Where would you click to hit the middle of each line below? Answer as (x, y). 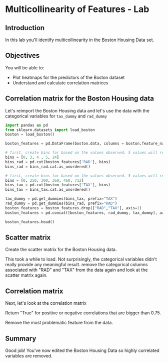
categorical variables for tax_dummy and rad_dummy (56, 116)
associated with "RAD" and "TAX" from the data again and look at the (76, 270)
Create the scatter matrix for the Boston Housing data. (61, 250)
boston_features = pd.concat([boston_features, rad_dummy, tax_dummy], (81, 213)
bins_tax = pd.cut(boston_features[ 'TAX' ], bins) (58, 185)
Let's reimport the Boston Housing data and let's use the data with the (77, 110)
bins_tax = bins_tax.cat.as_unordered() (48, 190)
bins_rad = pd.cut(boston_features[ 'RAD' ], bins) (58, 162)
